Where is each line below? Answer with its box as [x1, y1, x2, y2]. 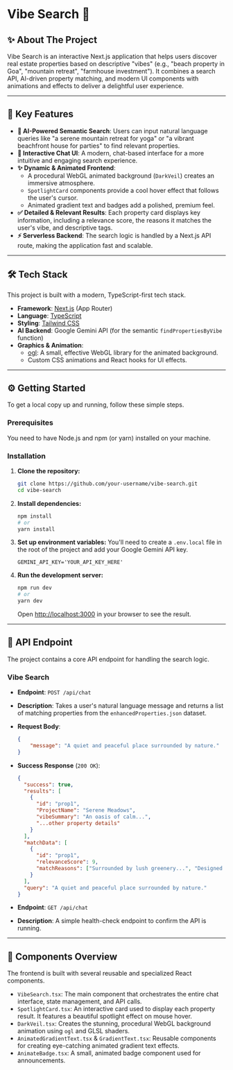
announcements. [17, 1056, 66, 1064]
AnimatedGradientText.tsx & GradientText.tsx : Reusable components [17, 1034, 216, 1043]
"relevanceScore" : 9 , [35, 858, 98, 866]
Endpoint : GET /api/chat [17, 903, 88, 912]
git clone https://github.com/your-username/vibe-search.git [17, 480, 198, 488]
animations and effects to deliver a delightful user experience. [7, 82, 184, 90]
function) [17, 333, 44, 342]
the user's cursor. [27, 194, 78, 202]
